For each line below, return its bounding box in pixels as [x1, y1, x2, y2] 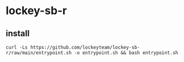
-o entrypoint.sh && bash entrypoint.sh [73, 50, 178, 56]
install [6, 28, 30, 39]
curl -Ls [6, 44, 28, 50]
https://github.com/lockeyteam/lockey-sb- [30, 44, 140, 50]
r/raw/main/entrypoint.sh [6, 50, 72, 56]
